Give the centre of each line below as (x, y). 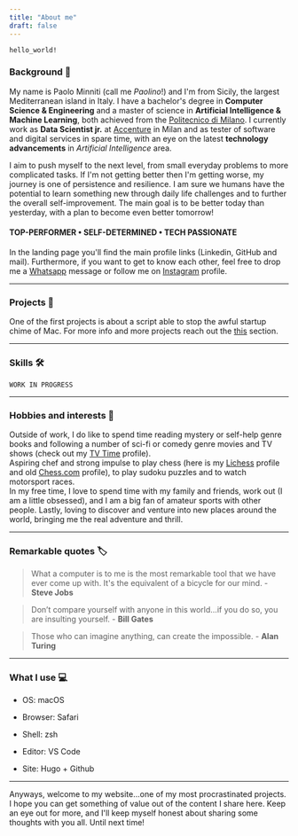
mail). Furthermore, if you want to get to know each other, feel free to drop (145, 262)
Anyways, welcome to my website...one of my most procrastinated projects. (148, 794)
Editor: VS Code (51, 752)
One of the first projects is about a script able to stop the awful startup (138, 322)
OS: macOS (43, 700)
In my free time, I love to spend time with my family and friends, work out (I (146, 491)
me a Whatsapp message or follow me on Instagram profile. (118, 271)
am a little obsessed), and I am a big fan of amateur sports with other (135, 500)
